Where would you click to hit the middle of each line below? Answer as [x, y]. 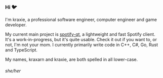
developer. [16, 25]
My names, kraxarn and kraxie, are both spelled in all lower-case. [72, 59]
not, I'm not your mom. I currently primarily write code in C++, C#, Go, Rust [81, 45]
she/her [13, 71]
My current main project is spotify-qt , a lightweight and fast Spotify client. [80, 34]
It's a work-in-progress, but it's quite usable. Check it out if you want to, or [81, 40]
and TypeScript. [21, 50]
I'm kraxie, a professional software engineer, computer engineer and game [81, 20]
